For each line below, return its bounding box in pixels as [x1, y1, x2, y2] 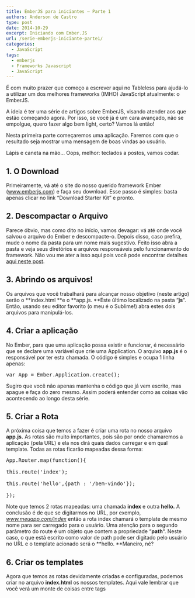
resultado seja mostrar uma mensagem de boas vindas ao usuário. [6, 138, 166, 145]
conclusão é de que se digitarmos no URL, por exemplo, [6, 509, 141, 516]
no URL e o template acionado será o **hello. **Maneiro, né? [6, 540, 154, 547]
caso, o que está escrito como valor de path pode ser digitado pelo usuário [6, 534, 187, 541]
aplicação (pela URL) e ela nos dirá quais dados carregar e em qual [6, 440, 168, 447]
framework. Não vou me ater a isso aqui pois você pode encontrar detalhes [6, 251, 188, 258]
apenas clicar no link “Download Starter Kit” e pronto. [6, 194, 135, 202]
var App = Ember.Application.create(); [6, 371, 120, 378]
